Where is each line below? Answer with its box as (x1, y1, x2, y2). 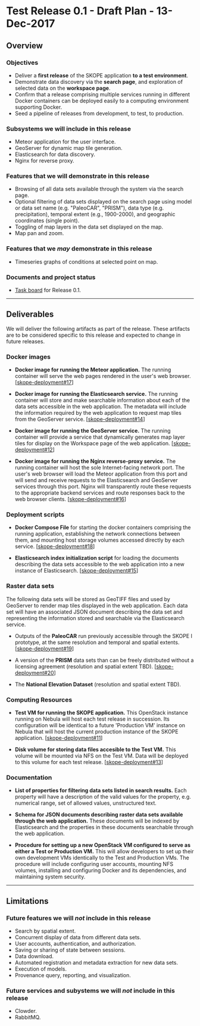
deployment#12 (14, 446, 53, 453)
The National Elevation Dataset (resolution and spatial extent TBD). (14, 680, 182, 688)
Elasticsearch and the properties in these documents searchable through (14, 824, 193, 831)
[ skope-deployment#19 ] (14, 645, 74, 652)
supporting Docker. (14, 103, 62, 111)
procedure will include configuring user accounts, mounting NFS (14, 861, 174, 868)
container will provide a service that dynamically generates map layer (14, 433, 186, 441)
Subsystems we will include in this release (6, 124, 132, 133)
